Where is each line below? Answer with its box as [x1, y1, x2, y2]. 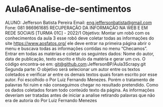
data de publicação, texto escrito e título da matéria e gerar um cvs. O [5, 56, 145, 62]
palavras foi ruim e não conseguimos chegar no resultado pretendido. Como [5, 82, 159, 87]
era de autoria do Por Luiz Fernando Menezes [5, 97, 97, 103]
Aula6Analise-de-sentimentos [5, 3, 132, 15]
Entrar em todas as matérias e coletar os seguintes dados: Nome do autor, [5, 50, 155, 57]
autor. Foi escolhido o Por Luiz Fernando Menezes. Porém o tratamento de [5, 77, 155, 83]
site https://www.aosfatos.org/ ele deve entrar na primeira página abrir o [5, 40, 151, 46]
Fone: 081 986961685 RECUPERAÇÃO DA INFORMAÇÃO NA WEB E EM [5, 24, 148, 30]
